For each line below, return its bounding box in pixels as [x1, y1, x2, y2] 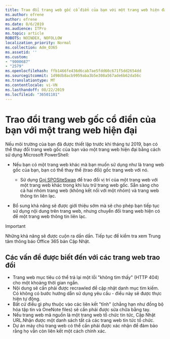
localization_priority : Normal [5, 40, 71, 45]
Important [5, 223, 26, 229]
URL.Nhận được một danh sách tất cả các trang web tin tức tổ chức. [12, 317, 155, 323]
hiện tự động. [12, 296, 40, 302]
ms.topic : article [5, 31, 44, 36]
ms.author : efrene [5, 12, 44, 17]
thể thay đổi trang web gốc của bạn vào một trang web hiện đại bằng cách [5, 147, 161, 153]
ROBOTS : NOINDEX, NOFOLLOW [5, 36, 62, 41]
